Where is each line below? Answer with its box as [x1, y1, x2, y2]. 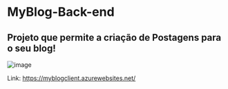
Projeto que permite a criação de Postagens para [7, 32, 222, 43]
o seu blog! [7, 42, 57, 54]
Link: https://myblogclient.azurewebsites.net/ [7, 74, 136, 82]
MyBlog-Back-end [7, 4, 115, 20]
